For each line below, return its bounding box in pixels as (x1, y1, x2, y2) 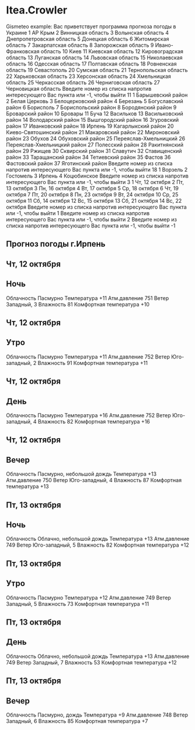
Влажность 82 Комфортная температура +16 (37, 418, 151, 425)
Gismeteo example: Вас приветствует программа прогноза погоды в (6, 23, 176, 30)
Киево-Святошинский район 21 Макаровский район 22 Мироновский (6, 128, 180, 135)
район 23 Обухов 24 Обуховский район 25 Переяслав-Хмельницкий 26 (6, 135, 186, 142)
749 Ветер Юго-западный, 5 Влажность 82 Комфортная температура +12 (6, 541, 190, 548)
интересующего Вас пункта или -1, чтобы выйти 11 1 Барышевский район (6, 91, 188, 98)
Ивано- (155, 42, 173, 49)
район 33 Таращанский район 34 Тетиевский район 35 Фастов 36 (6, 153, 171, 161)
